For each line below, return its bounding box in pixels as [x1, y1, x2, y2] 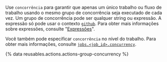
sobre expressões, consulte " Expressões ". [5, 26, 95, 32]
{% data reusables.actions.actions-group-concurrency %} [5, 51, 129, 57]
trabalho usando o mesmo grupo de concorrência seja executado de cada [5, 10, 162, 16]
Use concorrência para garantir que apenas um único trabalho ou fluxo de [5, 5, 162, 10]
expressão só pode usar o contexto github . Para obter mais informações [5, 20, 159, 26]
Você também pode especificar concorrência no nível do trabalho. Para [5, 36, 156, 42]
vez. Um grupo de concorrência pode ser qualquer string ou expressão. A [5, 15, 162, 21]
